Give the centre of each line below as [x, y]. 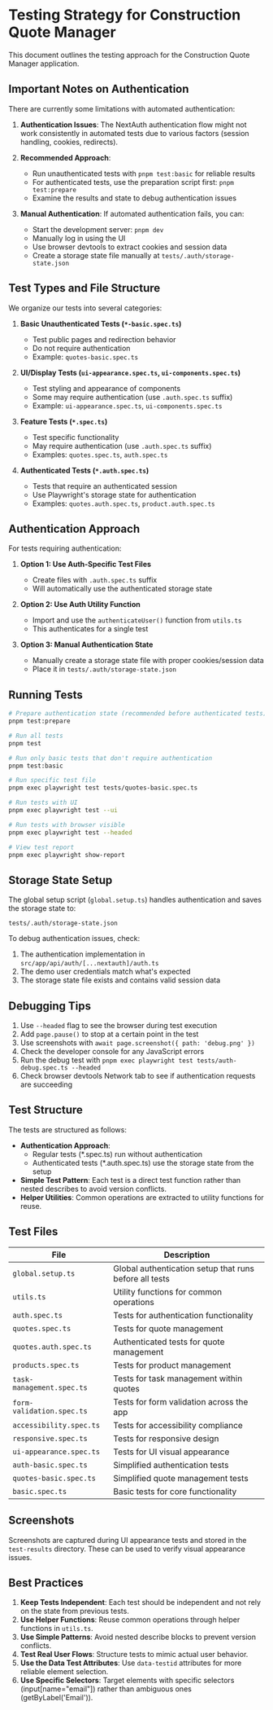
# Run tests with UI [43, 803]
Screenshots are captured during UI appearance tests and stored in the [128, 1540]
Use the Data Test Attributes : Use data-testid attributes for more [131, 1663]
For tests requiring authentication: [65, 548]
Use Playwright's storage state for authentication [114, 495]
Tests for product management [172, 1365]
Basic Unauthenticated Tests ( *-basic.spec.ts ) [101, 323]
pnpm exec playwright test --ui [63, 811]
